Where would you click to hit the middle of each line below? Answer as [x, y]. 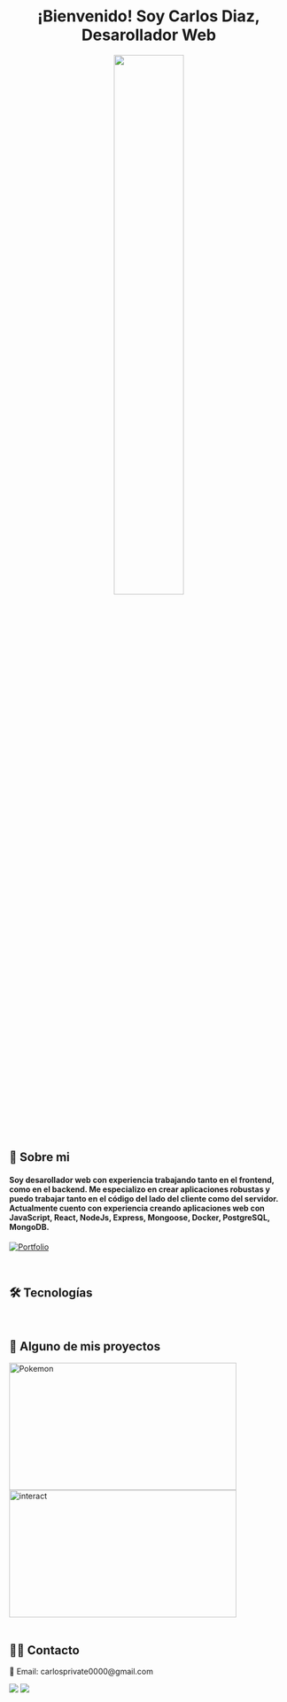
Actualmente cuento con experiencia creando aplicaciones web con [137, 1208]
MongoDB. [29, 1226]
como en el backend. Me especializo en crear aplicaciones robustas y [140, 1189]
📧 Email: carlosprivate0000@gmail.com [81, 1671]
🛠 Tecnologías [51, 1292]
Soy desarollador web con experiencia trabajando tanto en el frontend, [142, 1180]
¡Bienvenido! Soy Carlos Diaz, [149, 16]
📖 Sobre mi [39, 1157]
